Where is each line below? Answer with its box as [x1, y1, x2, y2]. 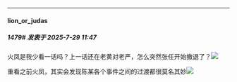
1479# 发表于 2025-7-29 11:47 [7, 33, 97, 42]
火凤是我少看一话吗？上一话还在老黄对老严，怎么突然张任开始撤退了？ [7, 52, 212, 60]
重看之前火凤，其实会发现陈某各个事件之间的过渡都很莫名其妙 [7, 67, 187, 76]
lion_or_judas [7, 16, 48, 25]
